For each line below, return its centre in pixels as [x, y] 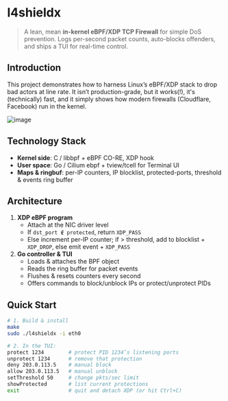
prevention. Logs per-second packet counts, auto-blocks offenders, [119, 38]
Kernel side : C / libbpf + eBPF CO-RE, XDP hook [85, 158]
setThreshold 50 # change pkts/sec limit [73, 378]
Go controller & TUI [45, 254]
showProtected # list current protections [78, 385]
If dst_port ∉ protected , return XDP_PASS [84, 232]
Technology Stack [47, 141]
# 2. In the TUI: [32, 346]
